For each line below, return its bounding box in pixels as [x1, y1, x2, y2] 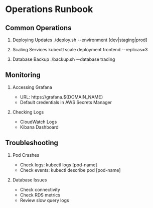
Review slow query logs [20, 197, 69, 203]
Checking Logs [12, 109, 44, 115]
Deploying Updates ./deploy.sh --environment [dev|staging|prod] [12, 37, 147, 43]
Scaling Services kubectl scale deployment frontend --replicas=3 [12, 47, 148, 52]
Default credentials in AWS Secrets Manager [20, 99, 112, 105]
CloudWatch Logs [20, 119, 57, 125]
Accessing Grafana [12, 84, 53, 90]
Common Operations [5, 24, 72, 32]
